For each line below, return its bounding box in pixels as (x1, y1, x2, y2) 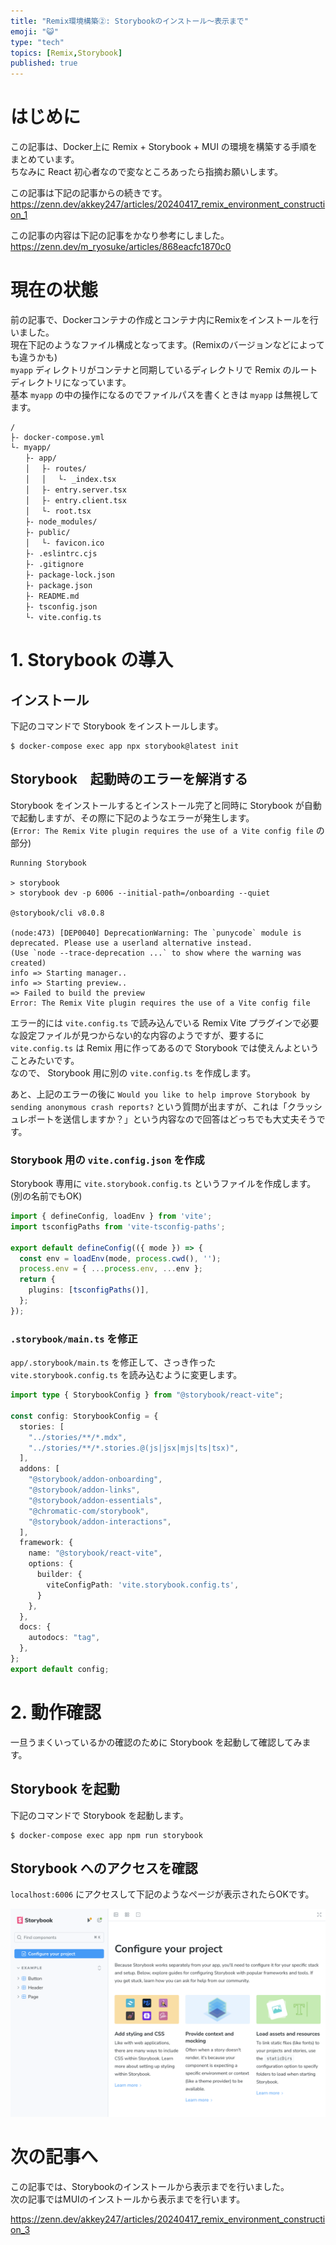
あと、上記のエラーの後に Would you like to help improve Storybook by (10, 1088, 311, 1100)
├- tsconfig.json (24, 602, 98, 612)
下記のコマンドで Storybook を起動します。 (10, 1809, 189, 1821)
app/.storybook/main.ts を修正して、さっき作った (10, 1356, 217, 1369)
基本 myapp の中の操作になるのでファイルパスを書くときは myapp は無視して (10, 389, 319, 400)
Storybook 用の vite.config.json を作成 (10, 1153, 205, 1167)
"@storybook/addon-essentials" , (28, 1495, 163, 1505)
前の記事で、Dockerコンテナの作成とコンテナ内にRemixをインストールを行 (10, 314, 319, 325)
